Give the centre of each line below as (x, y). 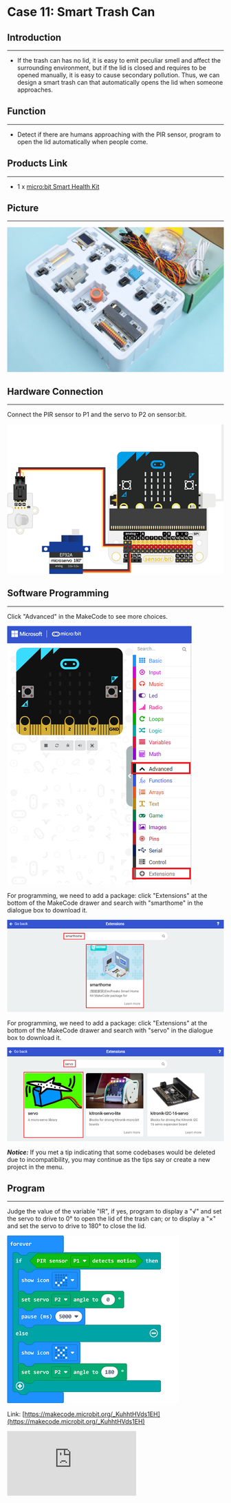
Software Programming (58, 593)
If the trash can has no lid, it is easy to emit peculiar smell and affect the (119, 60)
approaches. (35, 90)
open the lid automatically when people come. (82, 141)
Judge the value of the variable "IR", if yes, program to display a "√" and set (114, 1211)
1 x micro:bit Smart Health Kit (58, 186)
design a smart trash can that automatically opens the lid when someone (120, 82)
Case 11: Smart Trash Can (81, 12)
